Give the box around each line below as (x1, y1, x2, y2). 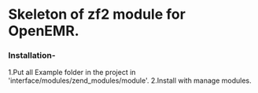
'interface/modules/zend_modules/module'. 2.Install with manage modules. (8, 76, 252, 85)
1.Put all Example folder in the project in (8, 68, 136, 77)
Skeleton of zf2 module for (8, 5, 186, 23)
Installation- (8, 50, 57, 61)
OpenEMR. (8, 22, 80, 40)
